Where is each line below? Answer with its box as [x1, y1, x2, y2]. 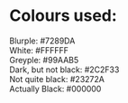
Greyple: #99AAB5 [9, 54, 79, 65]
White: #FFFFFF [9, 44, 69, 55]
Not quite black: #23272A [9, 73, 105, 84]
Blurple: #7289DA [9, 35, 76, 46]
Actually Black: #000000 [9, 83, 102, 94]
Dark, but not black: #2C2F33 [9, 64, 120, 75]
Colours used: [9, 5, 117, 26]
